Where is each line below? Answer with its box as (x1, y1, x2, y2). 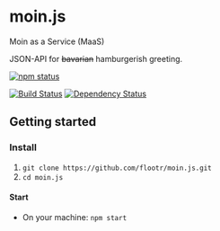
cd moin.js (22, 173, 64, 182)
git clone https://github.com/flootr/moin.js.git (22, 164, 213, 173)
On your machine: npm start (22, 211, 128, 222)
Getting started (9, 114, 97, 129)
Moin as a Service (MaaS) (9, 36, 105, 47)
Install (9, 141, 38, 154)
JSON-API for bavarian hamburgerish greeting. (9, 53, 183, 64)
